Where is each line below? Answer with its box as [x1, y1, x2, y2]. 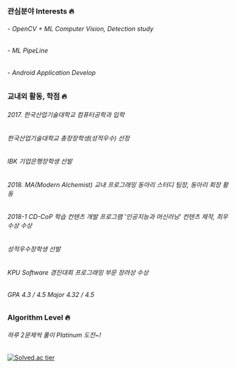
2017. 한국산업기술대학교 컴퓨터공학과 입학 [7, 110, 125, 118]
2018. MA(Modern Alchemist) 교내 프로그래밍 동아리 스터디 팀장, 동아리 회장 [7, 180, 221, 189]
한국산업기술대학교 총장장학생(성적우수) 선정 [7, 133, 130, 143]
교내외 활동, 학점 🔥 [7, 91, 67, 101]
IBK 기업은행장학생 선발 [7, 157, 73, 166]
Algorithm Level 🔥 [7, 312, 71, 322]
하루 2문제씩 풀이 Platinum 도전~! [7, 331, 101, 340]
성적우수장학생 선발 [7, 245, 61, 253]
